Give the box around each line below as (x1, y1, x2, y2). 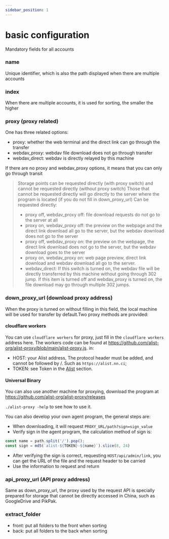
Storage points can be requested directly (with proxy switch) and (17, 181, 153, 187)
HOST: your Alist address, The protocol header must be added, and (12, 354, 153, 361)
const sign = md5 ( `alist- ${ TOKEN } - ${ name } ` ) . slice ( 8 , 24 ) (5, 443, 130, 449)
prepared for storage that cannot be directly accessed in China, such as (5, 493, 155, 499)
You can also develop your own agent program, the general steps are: (5, 414, 151, 420)
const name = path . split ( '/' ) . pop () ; (5, 439, 85, 444)
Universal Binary (5, 377, 41, 383)
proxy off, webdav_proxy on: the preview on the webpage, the (25, 239, 154, 245)
